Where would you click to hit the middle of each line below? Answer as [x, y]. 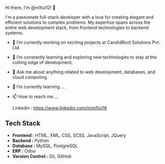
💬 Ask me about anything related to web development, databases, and [84, 72]
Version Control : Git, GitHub [42, 156]
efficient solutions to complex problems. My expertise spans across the [78, 22]
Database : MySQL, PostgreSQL [45, 146]
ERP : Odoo [24, 151]
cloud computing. [30, 77]
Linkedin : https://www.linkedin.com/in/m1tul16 [60, 108]
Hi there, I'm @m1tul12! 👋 [30, 8]
